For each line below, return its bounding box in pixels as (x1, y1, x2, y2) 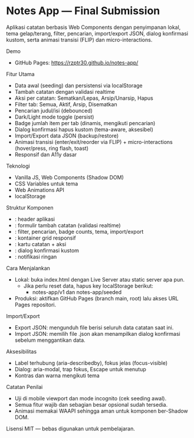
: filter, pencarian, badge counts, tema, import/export (14, 228, 144, 235)
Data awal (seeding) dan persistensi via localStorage (14, 81, 143, 89)
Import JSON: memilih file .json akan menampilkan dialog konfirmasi (14, 330, 181, 337)
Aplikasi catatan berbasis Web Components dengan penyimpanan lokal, (6, 24, 181, 31)
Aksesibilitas (6, 348, 37, 355)
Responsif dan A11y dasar (14, 151, 77, 158)
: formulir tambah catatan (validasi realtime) (14, 221, 121, 228)
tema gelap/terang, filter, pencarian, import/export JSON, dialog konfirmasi (6, 30, 189, 37)
